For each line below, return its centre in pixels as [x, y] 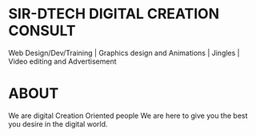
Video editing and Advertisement [62, 61]
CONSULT [42, 31]
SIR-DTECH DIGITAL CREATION [114, 14]
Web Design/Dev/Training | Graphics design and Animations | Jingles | [124, 53]
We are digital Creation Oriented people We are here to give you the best [128, 115]
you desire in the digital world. [58, 123]
